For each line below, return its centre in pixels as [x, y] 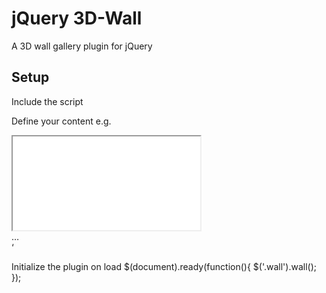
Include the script [47, 101]
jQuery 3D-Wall [77, 18]
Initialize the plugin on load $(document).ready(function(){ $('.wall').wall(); [164, 266]
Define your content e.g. [61, 121]
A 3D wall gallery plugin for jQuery [82, 46]
